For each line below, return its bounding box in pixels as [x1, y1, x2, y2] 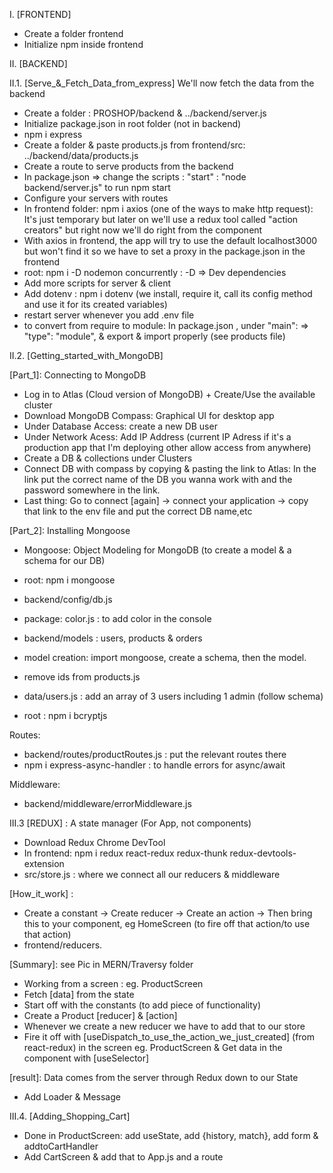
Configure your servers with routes [23, 192, 169, 204]
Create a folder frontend [23, 28, 124, 39]
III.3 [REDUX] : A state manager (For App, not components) [9, 817, 252, 829]
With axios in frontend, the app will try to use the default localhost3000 [23, 235, 318, 246]
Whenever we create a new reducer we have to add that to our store [23, 1020, 306, 1032]
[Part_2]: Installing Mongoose [9, 525, 131, 536]
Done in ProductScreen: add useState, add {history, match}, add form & [23, 1130, 319, 1141]
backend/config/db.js [23, 594, 113, 605]
